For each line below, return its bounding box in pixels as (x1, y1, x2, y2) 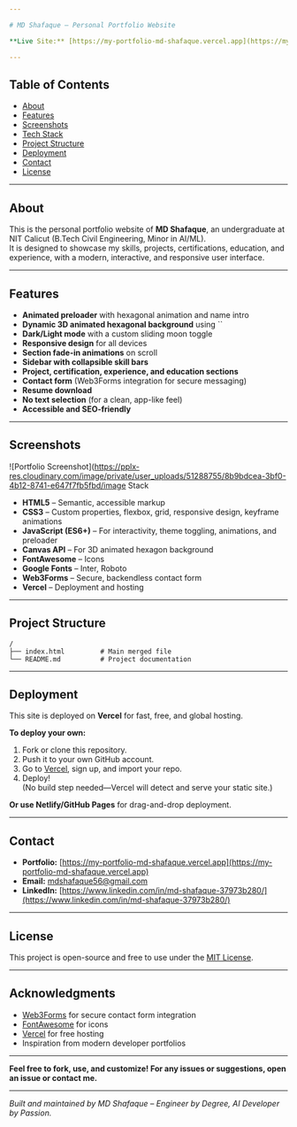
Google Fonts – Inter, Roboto (21, 563, 127, 574)
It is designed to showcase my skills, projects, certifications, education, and (9, 243, 285, 253)
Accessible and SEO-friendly (21, 404, 131, 414)
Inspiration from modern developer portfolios (21, 1038, 187, 1048)
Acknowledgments (9, 986, 117, 1001)
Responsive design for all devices (21, 337, 148, 348)
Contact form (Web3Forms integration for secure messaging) (21, 375, 247, 386)
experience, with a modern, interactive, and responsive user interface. (9, 252, 265, 263)
